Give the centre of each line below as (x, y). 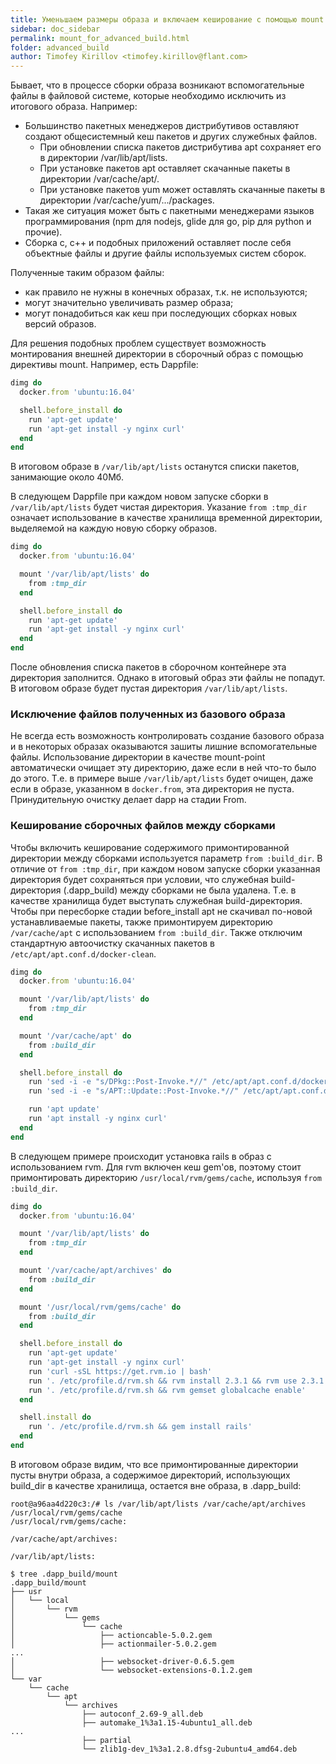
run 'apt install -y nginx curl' (98, 1119)
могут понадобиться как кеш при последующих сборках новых (161, 313)
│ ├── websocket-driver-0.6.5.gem (122, 1661)
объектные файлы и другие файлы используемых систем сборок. (165, 253)
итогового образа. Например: (74, 107)
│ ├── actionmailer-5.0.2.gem (113, 1644)
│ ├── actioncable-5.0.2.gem (111, 1635)
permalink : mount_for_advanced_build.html (100, 38)
